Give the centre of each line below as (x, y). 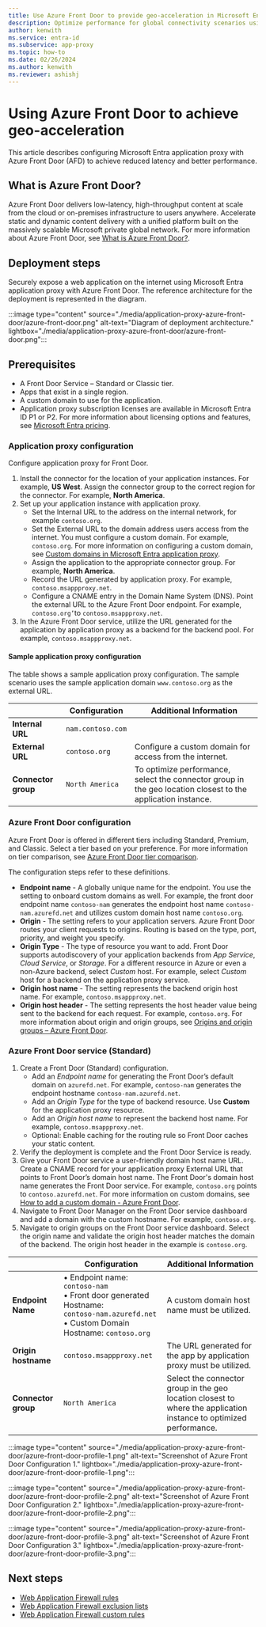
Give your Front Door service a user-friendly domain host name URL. (131, 1161)
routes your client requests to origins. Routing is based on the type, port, (138, 929)
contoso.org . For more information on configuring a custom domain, (142, 546)
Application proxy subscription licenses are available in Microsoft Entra (135, 409)
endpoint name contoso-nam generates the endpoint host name (122, 904)
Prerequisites (42, 364)
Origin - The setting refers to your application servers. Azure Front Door (137, 921)
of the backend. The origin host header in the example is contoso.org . (133, 1245)
